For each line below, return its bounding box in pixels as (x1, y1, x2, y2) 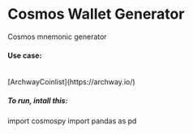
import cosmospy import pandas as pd (7, 116, 137, 126)
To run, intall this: (7, 95, 68, 106)
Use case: (7, 50, 42, 60)
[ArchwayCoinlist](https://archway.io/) (7, 77, 135, 87)
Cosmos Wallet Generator (7, 5, 185, 24)
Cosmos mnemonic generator (7, 32, 107, 41)
